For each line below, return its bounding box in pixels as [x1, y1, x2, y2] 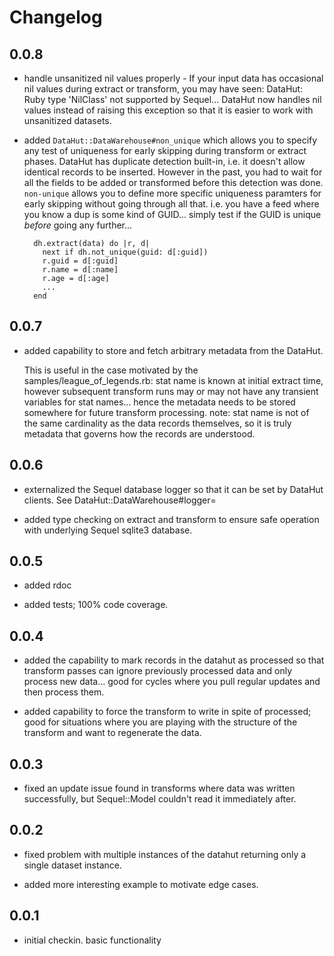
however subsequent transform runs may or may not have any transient [23, 385, 319, 397]
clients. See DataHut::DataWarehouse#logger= [23, 494, 217, 506]
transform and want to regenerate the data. [23, 727, 202, 739]
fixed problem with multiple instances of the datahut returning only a [23, 848, 307, 860]
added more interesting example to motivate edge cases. [23, 878, 259, 890]
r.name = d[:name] [42, 265, 119, 275]
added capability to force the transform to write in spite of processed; [23, 706, 312, 718]
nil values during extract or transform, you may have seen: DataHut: [23, 83, 304, 95]
